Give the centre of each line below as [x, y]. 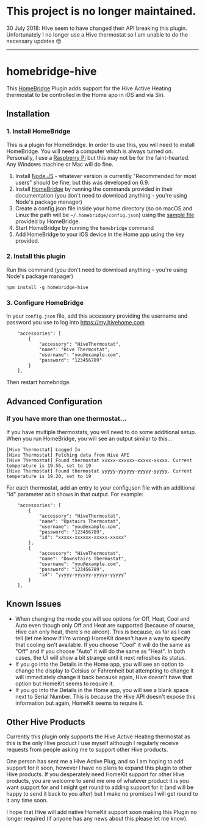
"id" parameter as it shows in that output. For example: [75, 494]
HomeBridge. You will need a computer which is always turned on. [90, 151]
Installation [28, 114]
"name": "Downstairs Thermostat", [83, 559]
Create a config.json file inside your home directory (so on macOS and [104, 208]
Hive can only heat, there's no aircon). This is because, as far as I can [103, 632]
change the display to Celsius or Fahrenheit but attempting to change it [104, 670]
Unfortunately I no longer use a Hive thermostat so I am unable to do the [97, 34]
